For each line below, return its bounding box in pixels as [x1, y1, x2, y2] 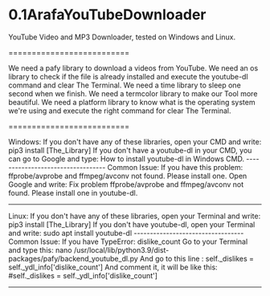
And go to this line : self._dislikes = [139, 253, 255, 263]
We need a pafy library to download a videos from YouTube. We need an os [8, 63, 259, 73]
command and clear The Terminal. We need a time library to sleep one [8, 80, 241, 90]
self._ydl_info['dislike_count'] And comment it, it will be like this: [8, 262, 219, 272]
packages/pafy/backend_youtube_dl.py [8, 253, 138, 263]
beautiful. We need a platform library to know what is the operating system [8, 97, 256, 107]
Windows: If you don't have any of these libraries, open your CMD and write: [8, 136, 262, 146]
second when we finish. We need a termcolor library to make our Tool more [8, 88, 258, 98]
